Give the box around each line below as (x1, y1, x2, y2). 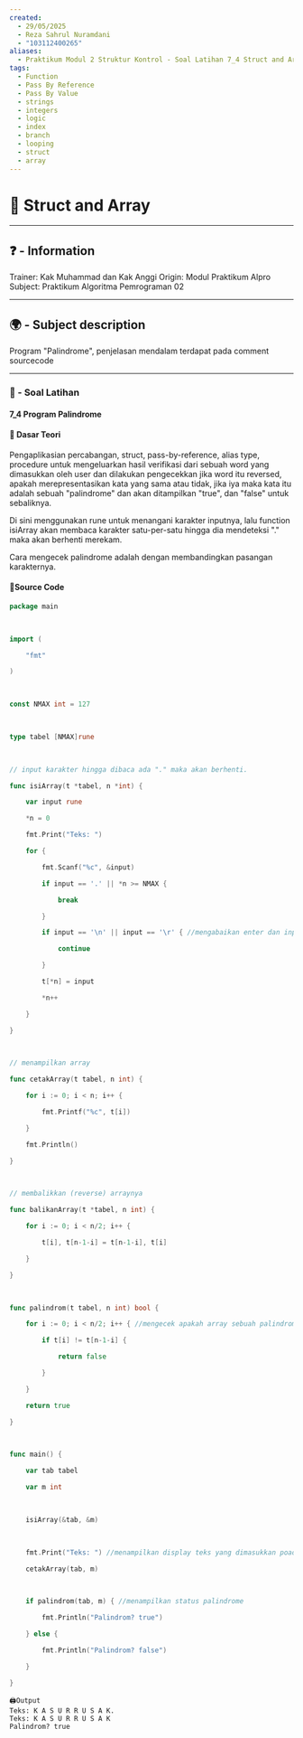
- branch (17, 131, 50, 140)
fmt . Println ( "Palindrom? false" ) (41, 1646, 168, 1655)
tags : (9, 64, 30, 73)
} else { (25, 1630, 59, 1639)
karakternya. (9, 561, 57, 572)
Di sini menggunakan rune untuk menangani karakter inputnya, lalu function (9, 514, 290, 525)
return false (57, 1352, 106, 1361)
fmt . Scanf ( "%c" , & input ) (41, 862, 135, 872)
